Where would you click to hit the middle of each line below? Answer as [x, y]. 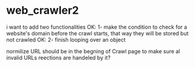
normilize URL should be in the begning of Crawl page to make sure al [93, 51]
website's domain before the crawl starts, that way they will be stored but [97, 33]
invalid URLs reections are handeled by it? [58, 57]
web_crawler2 [43, 10]
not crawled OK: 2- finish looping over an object [66, 39]
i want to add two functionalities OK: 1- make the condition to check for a [97, 27]
